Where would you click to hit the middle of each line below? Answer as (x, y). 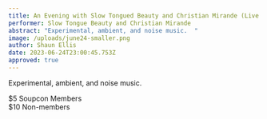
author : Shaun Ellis (43, 46)
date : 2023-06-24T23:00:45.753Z (62, 53)
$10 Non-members (39, 107)
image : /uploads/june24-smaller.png (69, 38)
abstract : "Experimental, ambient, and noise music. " (103, 30)
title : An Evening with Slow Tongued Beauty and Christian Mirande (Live (134, 16)
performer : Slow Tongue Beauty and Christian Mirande (100, 23)
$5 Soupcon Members (45, 98)
